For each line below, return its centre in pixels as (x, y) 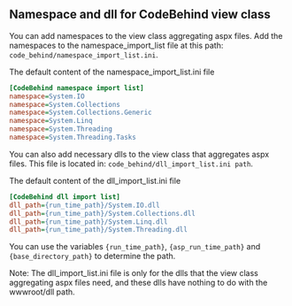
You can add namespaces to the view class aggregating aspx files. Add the (146, 35)
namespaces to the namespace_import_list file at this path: (116, 45)
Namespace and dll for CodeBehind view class (140, 15)
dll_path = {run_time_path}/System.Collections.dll (103, 213)
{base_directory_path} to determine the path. (92, 256)
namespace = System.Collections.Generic (81, 113)
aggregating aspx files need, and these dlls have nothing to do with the (138, 283)
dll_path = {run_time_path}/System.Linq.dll (88, 222)
